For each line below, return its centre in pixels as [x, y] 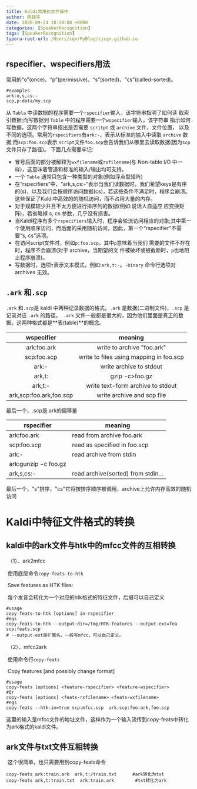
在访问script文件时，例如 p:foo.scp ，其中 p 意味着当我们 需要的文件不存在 [102, 242]
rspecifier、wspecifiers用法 [58, 64]
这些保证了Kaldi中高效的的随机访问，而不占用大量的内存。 [85, 198]
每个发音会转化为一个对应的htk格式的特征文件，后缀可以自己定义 [86, 597]
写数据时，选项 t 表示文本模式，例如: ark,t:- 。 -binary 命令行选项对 [95, 265]
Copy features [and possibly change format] [61, 671]
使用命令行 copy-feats [34, 659]
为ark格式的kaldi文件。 [34, 727]
